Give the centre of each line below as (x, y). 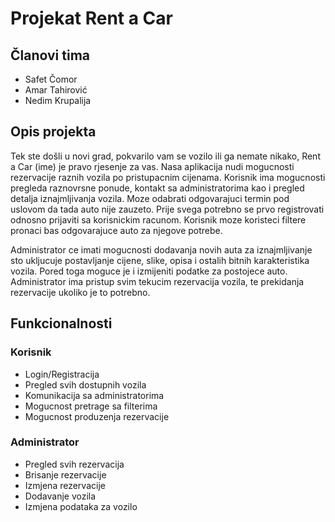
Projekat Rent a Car (91, 18)
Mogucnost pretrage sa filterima (91, 406)
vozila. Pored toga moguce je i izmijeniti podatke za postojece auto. (149, 271)
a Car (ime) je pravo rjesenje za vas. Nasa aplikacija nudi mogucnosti (152, 166)
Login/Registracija (62, 374)
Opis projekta (53, 132)
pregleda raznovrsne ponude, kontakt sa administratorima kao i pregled (157, 188)
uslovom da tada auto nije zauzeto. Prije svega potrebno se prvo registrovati (167, 209)
